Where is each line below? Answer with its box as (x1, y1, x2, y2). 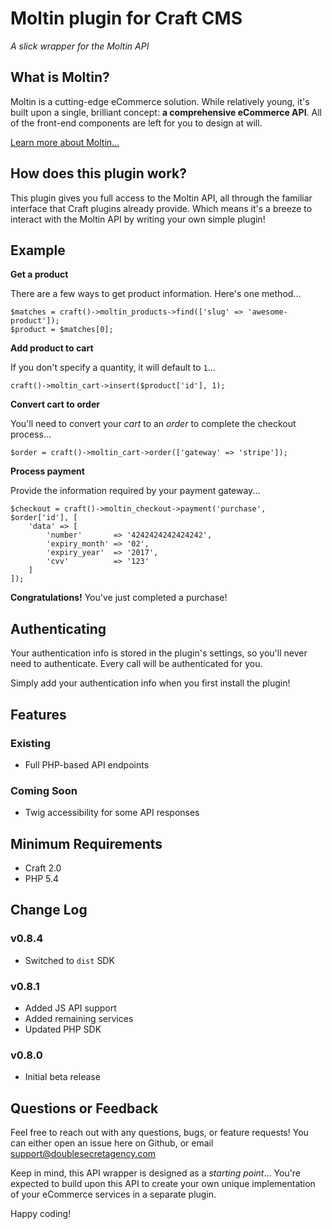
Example (10, 242, 66, 259)
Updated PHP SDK (24, 1023, 102, 1035)
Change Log (10, 902, 88, 919)
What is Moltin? (10, 69, 110, 86)
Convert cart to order (10, 398, 100, 411)
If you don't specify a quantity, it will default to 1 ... (10, 362, 216, 374)
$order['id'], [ (10, 513, 78, 523)
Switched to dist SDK (24, 954, 115, 966)
